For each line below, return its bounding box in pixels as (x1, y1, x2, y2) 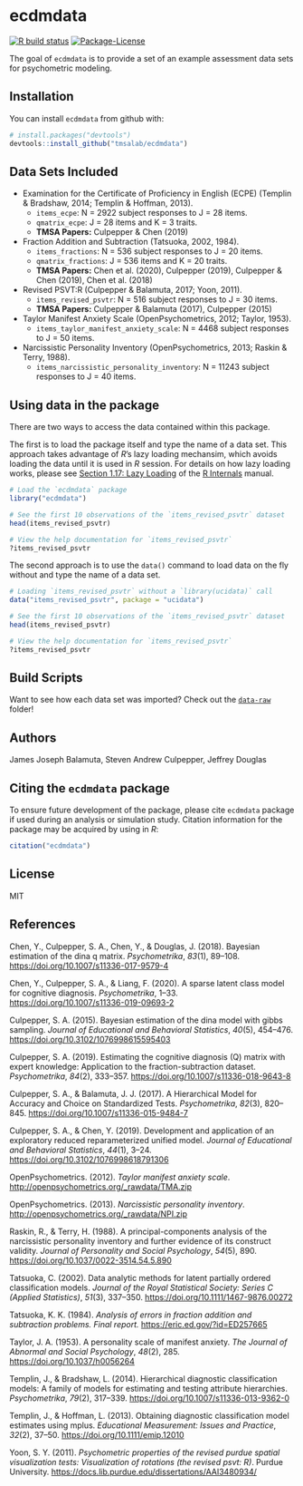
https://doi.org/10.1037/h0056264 (9, 1355, 136, 1366)
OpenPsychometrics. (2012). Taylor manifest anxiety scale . (9, 1171, 231, 1182)
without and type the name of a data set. (9, 569, 161, 580)
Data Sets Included (9, 164, 118, 180)
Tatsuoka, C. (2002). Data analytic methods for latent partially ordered (9, 1272, 271, 1283)
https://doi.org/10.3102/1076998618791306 (9, 1153, 169, 1165)
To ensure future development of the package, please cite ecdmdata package (9, 804, 295, 816)
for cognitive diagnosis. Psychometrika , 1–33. (9, 987, 178, 998)
